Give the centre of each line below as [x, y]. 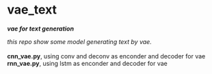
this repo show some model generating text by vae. [79, 41]
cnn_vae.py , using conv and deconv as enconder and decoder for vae [106, 56]
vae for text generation [40, 29]
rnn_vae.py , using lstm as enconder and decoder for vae [87, 63]
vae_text [32, 10]
